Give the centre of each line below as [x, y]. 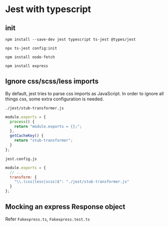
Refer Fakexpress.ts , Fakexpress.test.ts [48, 219]
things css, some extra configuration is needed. [55, 99]
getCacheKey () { [27, 136]
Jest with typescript [48, 9]
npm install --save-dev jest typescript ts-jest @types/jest [71, 39]
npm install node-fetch [30, 57]
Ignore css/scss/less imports [52, 81]
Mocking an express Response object [65, 207]
